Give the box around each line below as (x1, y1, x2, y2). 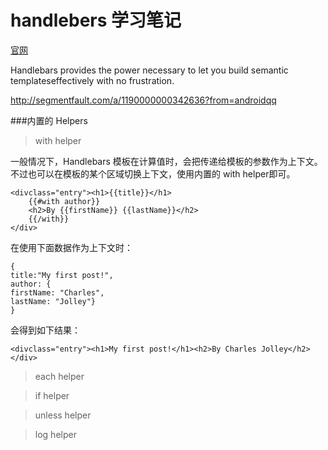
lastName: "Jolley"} (10, 296, 97, 306)
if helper (34, 389, 70, 401)
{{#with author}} (28, 196, 101, 206)
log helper (34, 428, 77, 440)
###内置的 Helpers (10, 114, 88, 126)
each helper (34, 370, 85, 382)
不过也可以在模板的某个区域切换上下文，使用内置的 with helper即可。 (10, 167, 296, 180)
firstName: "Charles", (10, 287, 105, 298)
